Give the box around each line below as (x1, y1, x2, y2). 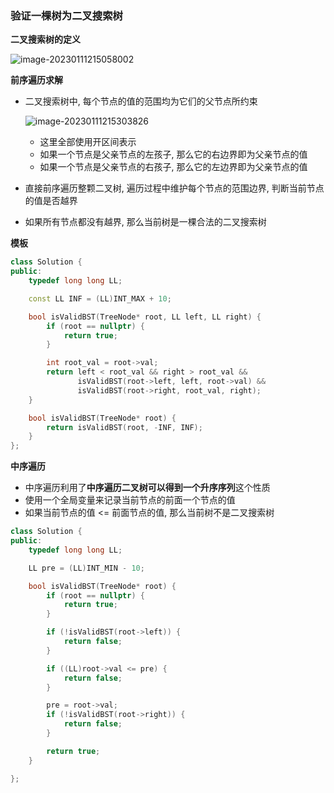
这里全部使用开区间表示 (39, 136, 137, 148)
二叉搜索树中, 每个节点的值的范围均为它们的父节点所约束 (24, 95, 258, 107)
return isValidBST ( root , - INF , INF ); (46, 422, 203, 432)
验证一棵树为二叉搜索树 (10, 8, 123, 22)
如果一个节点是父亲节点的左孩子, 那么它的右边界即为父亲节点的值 (39, 148, 308, 161)
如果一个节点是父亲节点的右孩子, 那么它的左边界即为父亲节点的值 (39, 161, 308, 173)
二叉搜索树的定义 (10, 33, 81, 46)
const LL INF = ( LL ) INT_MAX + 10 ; (28, 293, 172, 304)
